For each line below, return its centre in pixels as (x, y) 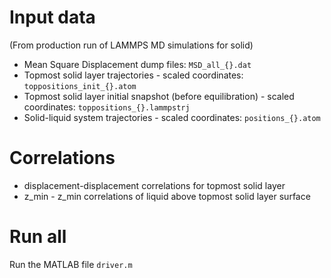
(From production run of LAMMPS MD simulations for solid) (131, 45)
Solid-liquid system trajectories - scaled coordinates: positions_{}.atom (172, 117)
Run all (38, 237)
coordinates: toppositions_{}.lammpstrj (107, 107)
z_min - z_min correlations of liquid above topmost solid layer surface (167, 196)
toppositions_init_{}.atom (80, 86)
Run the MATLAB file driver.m (71, 264)
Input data (52, 17)
